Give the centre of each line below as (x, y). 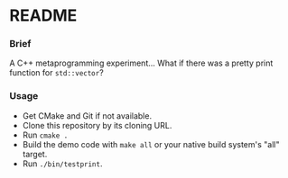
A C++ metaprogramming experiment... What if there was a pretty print (141, 63)
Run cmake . (45, 135)
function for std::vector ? (56, 73)
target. (35, 154)
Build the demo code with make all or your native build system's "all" (151, 144)
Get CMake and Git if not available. (87, 116)
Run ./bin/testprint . (62, 164)
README (43, 16)
